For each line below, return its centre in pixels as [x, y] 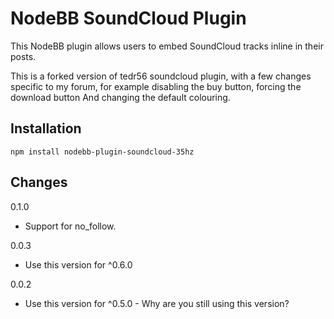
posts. [23, 56]
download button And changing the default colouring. [120, 97]
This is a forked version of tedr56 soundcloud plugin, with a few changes [161, 76]
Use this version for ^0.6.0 [78, 264]
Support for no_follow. [70, 226]
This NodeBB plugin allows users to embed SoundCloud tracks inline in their [167, 46]
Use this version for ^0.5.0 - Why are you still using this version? [157, 303]
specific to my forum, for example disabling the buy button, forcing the [156, 86]
